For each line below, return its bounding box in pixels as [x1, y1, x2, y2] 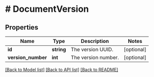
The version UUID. [71, 46, 114, 53]
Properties [5, 23, 38, 32]
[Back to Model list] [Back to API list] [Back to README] [5, 67, 118, 73]
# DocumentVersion [5, 3, 89, 15]
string [51, 46, 67, 53]
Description [80, 38, 109, 44]
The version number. [71, 54, 119, 61]
